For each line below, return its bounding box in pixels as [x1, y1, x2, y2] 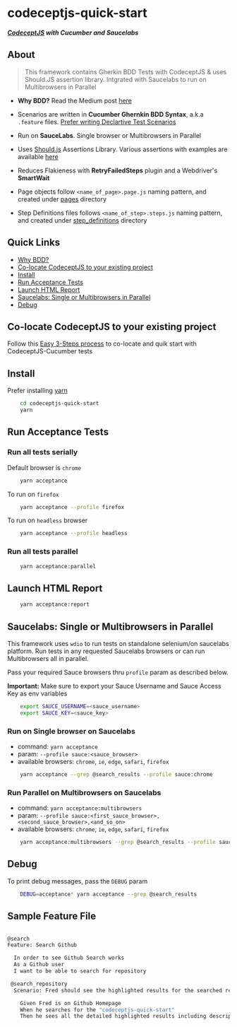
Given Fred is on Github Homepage [20, 999, 121, 1007]
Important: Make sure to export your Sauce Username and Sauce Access [7, 681, 222, 690]
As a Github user [13, 961, 65, 968]
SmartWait [17, 173, 50, 182]
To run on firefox [7, 490, 59, 498]
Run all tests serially [7, 447, 78, 457]
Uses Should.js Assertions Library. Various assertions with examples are [17, 145, 228, 153]
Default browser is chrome [7, 463, 82, 471]
